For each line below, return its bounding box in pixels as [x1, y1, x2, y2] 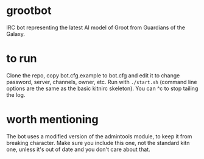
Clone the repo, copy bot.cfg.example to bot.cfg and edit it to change [6, 71, 180, 79]
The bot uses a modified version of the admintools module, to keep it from [6, 132, 192, 140]
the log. [6, 91, 26, 98]
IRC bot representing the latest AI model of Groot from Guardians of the [6, 24, 186, 31]
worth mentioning [6, 113, 99, 127]
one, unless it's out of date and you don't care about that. [6, 146, 150, 153]
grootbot [6, 4, 52, 18]
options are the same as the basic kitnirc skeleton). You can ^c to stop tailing [6, 85, 199, 92]
